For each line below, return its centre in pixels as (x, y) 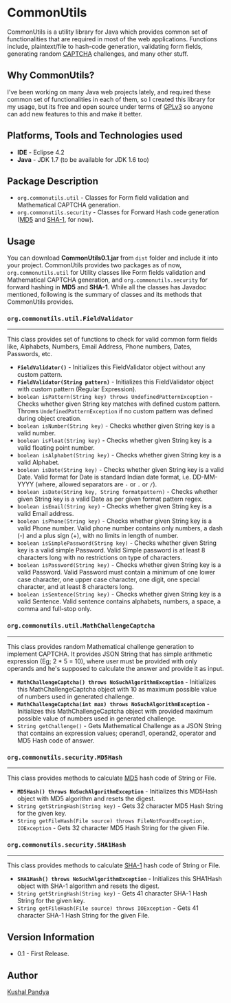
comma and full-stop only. (54, 609)
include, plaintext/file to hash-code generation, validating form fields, (105, 46)
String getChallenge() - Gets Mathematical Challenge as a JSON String (119, 725)
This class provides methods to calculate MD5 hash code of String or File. (112, 778)
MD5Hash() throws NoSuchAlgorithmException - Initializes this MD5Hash (117, 792)
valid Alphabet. (38, 462)
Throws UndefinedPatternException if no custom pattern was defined (115, 411)
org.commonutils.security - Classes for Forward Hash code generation (118, 212)
